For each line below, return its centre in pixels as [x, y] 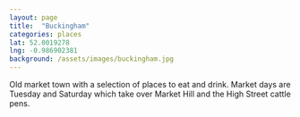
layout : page [34, 17]
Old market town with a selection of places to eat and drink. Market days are [150, 84]
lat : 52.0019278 [39, 42]
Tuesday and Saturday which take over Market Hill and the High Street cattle [150, 94]
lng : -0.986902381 [43, 51]
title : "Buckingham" [50, 26]
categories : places [46, 34]
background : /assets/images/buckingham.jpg [92, 59]
